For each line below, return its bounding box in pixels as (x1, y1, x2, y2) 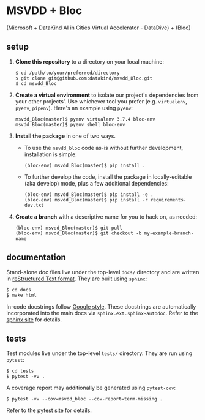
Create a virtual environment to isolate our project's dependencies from (15, 91, 199, 99)
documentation (6, 252, 66, 263)
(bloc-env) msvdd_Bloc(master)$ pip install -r (24, 197, 148, 203)
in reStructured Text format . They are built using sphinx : (6, 275, 147, 282)
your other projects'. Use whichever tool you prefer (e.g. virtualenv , (15, 97, 188, 105)
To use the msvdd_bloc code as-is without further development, (24, 144, 184, 151)
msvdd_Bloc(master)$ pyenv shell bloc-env (15, 121, 125, 127)
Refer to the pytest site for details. (6, 407, 92, 414)
